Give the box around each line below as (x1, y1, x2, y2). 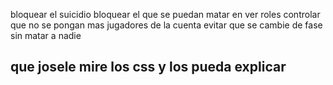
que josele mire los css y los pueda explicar (10, 59, 287, 76)
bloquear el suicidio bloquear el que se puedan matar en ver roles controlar (10, 9, 321, 20)
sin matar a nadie (10, 30, 82, 41)
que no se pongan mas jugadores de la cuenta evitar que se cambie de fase (10, 19, 323, 31)
